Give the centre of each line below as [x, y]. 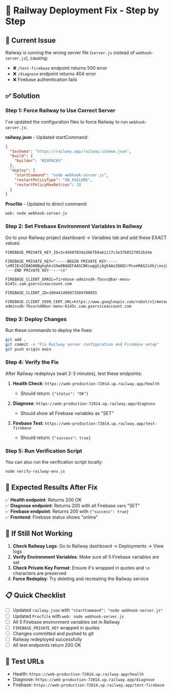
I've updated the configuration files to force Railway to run [67, 122]
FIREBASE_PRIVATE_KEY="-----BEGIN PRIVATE [51, 261]
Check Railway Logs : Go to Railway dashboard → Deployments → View [88, 546]
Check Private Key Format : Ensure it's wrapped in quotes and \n [81, 568]
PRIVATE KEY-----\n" [46, 270]
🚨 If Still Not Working [39, 534]
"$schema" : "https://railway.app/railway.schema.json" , [71, 151]
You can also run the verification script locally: [54, 462]
